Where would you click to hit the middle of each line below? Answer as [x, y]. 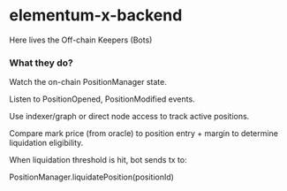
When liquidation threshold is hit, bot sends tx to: [98, 160]
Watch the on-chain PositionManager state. [88, 82]
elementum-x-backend [96, 15]
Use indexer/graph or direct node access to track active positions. [129, 117]
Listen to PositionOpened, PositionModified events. [102, 99]
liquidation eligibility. [46, 143]
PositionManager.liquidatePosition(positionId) [92, 177]
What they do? [41, 63]
